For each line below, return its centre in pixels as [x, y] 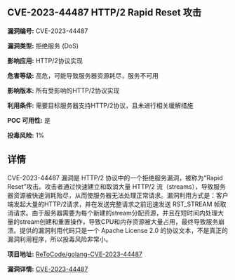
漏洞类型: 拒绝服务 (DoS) [43, 46]
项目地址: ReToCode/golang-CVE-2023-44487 [75, 254]
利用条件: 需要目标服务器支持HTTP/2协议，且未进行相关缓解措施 [100, 105]
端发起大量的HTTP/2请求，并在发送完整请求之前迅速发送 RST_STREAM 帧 [114, 204]
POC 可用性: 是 [29, 120]
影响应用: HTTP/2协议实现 [45, 60]
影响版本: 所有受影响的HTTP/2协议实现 [63, 91]
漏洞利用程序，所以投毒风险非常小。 [60, 239]
